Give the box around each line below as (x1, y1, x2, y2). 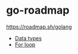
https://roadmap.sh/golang (6, 23, 73, 30)
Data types (14, 34, 42, 42)
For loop (14, 41, 36, 48)
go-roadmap (6, 4, 70, 17)
